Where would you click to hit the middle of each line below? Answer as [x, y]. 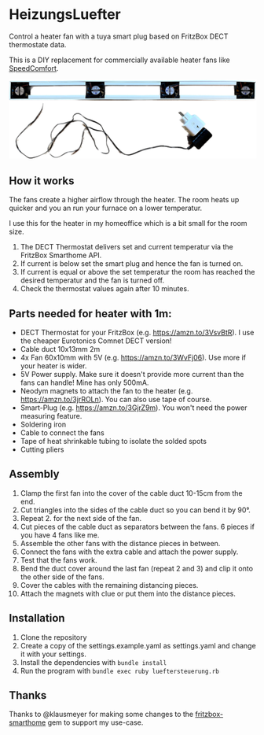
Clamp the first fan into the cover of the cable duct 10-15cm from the [131, 493]
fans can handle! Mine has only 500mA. [84, 382]
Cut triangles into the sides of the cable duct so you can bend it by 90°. [135, 510]
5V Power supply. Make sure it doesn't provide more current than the [132, 374]
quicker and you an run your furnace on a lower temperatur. [106, 208]
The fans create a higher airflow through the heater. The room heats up [124, 200]
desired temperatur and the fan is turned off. [92, 280]
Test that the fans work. [59, 560]
